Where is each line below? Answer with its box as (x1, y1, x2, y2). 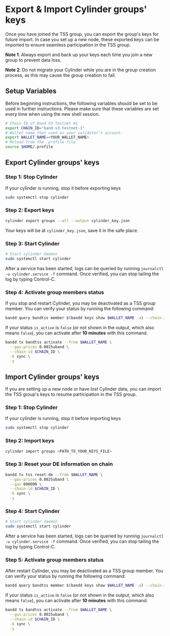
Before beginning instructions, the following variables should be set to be (5, 100, 158, 106)
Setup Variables (5, 87, 57, 96)
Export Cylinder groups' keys (5, 158, 100, 167)
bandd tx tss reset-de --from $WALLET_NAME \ (5, 472, 103, 477)
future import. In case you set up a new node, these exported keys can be (5, 36, 159, 43)
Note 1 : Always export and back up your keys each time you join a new (5, 52, 153, 58)
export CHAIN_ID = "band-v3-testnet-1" (5, 125, 85, 131)
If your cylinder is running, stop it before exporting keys (5, 185, 121, 191)
